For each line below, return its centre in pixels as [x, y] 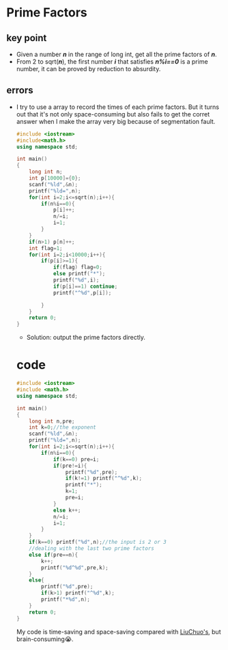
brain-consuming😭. [45, 639]
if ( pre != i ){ [70, 466]
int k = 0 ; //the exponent [62, 427]
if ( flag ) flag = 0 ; [78, 267]
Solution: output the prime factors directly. [86, 338]
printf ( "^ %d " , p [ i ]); [82, 292]
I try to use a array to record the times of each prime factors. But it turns [118, 107]
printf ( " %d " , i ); [76, 280]
